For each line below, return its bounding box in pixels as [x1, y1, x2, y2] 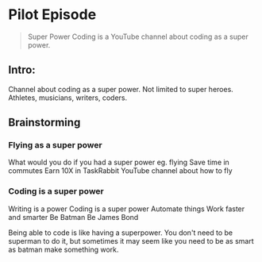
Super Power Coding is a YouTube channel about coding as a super [27, 32, 249, 41]
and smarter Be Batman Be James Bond [8, 212, 139, 222]
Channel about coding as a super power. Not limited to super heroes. [8, 84, 234, 94]
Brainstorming [8, 116, 81, 129]
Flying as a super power [8, 140, 102, 151]
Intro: [8, 64, 36, 77]
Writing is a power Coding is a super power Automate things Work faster [8, 204, 245, 214]
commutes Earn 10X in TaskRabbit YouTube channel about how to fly [8, 166, 233, 175]
